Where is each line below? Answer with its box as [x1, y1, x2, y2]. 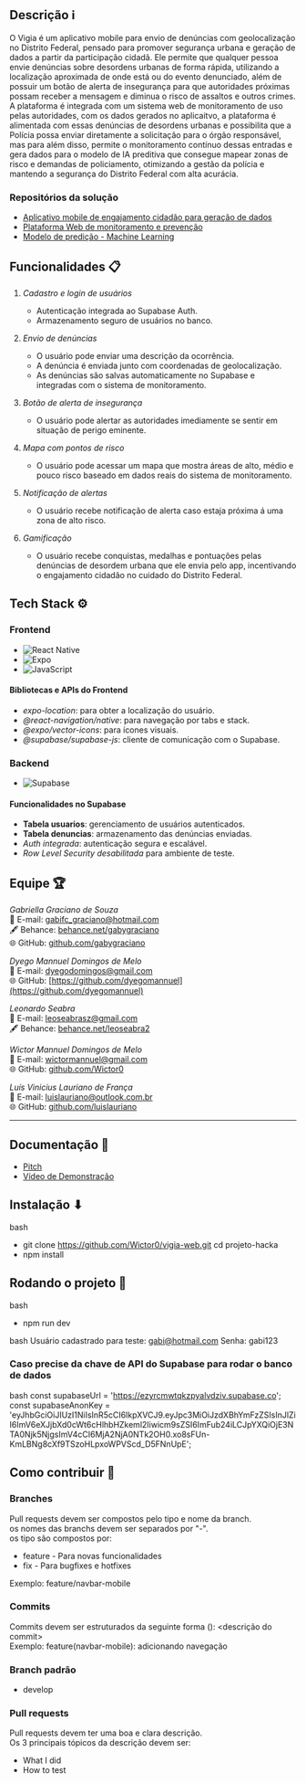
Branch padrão [9, 1663, 76, 1676]
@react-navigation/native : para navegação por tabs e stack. [22, 714, 250, 725]
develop [22, 1684, 54, 1695]
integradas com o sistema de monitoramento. [36, 379, 207, 390]
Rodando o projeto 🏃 [9, 1275, 127, 1291]
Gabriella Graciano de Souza [9, 904, 118, 915]
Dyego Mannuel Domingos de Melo [9, 955, 142, 966]
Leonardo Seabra [9, 1003, 76, 1014]
